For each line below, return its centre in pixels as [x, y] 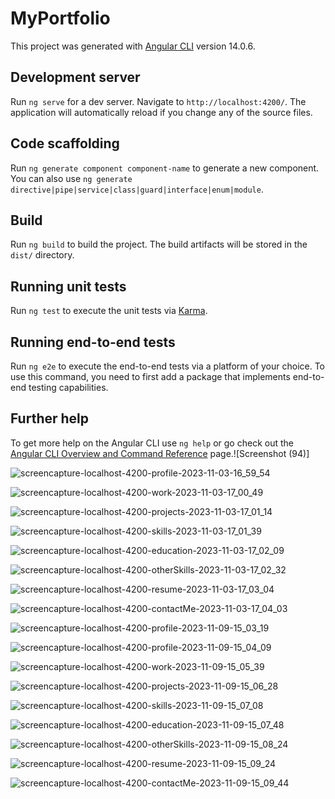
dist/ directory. [42, 255]
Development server [75, 77]
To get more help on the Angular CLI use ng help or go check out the [152, 443]
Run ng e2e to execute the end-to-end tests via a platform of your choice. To [168, 366]
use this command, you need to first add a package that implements [150, 376]
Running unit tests [68, 286]
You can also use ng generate [71, 178]
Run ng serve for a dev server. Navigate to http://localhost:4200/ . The [158, 101]
